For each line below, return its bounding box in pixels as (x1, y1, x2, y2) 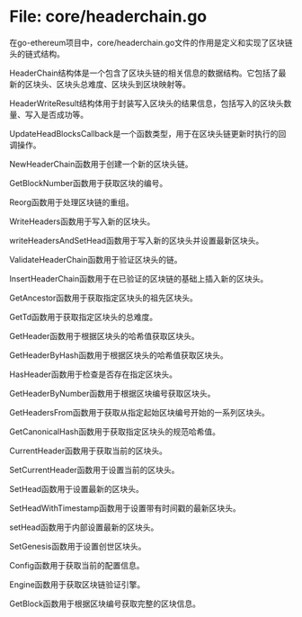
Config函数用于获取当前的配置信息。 (9, 559, 146, 570)
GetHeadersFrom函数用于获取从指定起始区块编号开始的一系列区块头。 (9, 407, 270, 417)
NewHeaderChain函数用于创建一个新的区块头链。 (9, 158, 193, 169)
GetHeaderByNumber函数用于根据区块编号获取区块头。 (9, 388, 216, 398)
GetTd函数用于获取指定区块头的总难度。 (9, 311, 158, 322)
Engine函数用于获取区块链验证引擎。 (9, 578, 146, 590)
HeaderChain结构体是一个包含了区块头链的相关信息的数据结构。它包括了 (9, 67, 279, 78)
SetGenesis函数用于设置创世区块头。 (9, 541, 147, 551)
